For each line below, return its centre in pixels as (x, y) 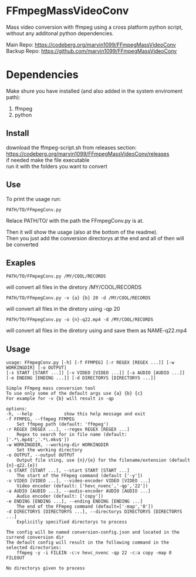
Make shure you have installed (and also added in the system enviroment (94, 91)
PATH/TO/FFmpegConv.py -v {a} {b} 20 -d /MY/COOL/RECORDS (78, 298)
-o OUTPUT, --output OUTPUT (40, 455)
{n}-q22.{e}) (22, 465)
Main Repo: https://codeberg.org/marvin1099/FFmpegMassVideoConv (91, 45)
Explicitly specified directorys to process (72, 522)
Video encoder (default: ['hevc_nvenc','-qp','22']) (82, 486)
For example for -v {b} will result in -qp (60, 399)
